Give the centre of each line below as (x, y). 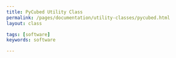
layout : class (24, 23)
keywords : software (31, 40)
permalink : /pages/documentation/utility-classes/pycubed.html (88, 18)
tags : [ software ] (28, 34)
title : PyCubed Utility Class (45, 12)
